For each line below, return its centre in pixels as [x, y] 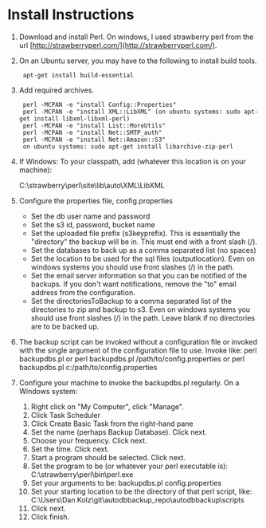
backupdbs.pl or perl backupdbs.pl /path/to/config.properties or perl [132, 359]
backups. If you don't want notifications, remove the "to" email [133, 284]
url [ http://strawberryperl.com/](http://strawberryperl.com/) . [118, 45]
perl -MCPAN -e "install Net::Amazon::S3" [94, 140]
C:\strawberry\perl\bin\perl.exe [82, 474]
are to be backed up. [65, 326]
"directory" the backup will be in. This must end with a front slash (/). [144, 242]
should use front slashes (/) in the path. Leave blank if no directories [143, 317]
